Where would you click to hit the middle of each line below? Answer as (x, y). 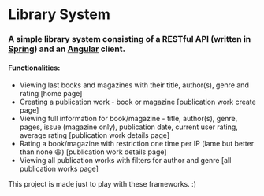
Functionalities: (34, 68)
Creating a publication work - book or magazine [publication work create (138, 102)
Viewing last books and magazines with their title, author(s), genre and (134, 85)
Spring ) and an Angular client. (67, 49)
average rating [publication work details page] (95, 135)
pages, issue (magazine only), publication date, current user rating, (128, 127)
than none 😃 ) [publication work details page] (93, 152)
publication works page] (59, 169)
